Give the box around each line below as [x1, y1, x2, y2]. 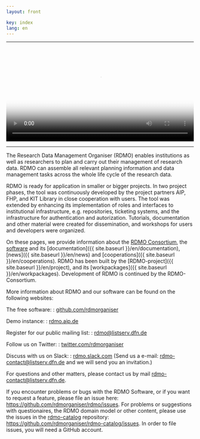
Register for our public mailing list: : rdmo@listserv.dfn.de [6, 329, 147, 336]
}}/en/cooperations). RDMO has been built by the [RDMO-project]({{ [6, 257, 174, 265]
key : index [6, 19, 33, 26]
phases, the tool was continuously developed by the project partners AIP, [6, 189, 186, 196]
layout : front [6, 8, 42, 15]
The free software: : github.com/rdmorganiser [6, 306, 119, 314]
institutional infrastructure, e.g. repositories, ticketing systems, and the [6, 208, 180, 215]
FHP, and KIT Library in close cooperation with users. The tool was [6, 195, 170, 202]
